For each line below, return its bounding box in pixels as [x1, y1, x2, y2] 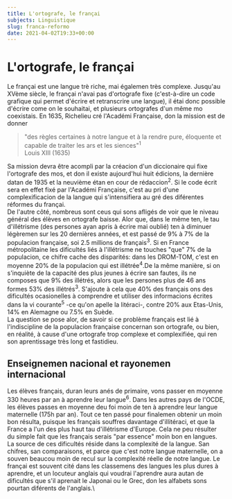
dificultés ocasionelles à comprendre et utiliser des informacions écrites [7, 292, 213, 301]
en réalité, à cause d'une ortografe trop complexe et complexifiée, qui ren [7, 330, 217, 339]
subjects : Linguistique [7, 17, 76, 24]
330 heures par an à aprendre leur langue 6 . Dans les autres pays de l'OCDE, [7, 394, 225, 403]
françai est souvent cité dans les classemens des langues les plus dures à [7, 462, 219, 470]
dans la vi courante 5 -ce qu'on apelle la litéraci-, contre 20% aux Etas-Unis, [7, 299, 224, 309]
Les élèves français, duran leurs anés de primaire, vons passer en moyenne [7, 387, 223, 395]
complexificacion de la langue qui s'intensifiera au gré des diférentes [7, 192, 204, 201]
